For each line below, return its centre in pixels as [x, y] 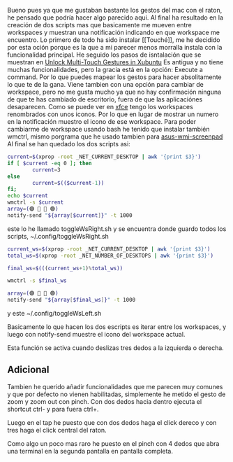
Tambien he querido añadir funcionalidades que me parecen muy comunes [115, 386]
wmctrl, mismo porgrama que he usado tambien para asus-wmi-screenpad [115, 136]
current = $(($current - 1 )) [68, 183]
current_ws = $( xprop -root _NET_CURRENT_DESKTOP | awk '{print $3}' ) [109, 249]
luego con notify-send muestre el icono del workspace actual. [96, 334]
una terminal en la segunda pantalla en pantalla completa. [90, 451]
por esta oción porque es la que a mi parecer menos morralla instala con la [115, 47]
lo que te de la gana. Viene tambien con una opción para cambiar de [105, 84]
